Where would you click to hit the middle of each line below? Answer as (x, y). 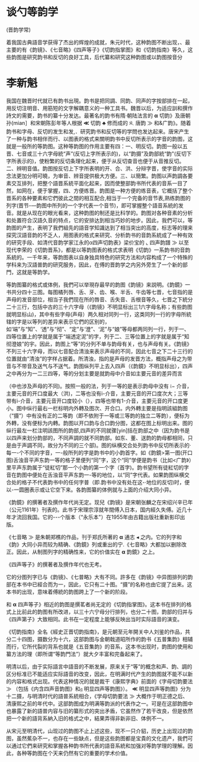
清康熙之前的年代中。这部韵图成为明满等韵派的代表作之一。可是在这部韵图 (97, 703)
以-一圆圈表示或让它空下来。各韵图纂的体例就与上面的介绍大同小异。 (90, 490)
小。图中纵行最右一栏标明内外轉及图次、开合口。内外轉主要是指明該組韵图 (97, 408)
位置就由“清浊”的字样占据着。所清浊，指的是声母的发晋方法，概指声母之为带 (99, 358)
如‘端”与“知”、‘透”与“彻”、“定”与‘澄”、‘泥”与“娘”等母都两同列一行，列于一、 (98, 329)
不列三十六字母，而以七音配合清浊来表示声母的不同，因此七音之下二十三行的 (99, 351)
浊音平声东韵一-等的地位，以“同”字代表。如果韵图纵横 (118, 475)
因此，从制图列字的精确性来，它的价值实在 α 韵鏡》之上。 (87, 552)
